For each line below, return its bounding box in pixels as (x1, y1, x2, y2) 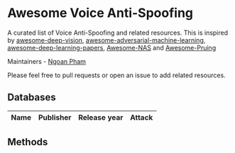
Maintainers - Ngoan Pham (7, 57, 87, 65)
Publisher (38, 112, 72, 122)
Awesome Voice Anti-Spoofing (7, 5, 194, 21)
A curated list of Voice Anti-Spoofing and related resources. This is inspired (7, 28, 229, 37)
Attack (130, 112, 153, 122)
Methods (7, 136, 48, 148)
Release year (77, 112, 124, 122)
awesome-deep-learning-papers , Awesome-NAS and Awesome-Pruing (7, 43, 217, 52)
